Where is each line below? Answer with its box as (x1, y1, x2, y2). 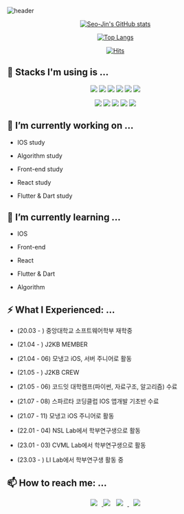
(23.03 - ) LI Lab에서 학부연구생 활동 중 (16, 455, 124, 464)
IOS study (16, 138, 45, 146)
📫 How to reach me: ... (7, 477, 108, 489)
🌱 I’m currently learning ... (7, 212, 122, 223)
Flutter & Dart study (16, 192, 73, 200)
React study (16, 178, 51, 186)
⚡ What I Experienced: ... (7, 304, 115, 316)
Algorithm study (16, 152, 63, 160)
